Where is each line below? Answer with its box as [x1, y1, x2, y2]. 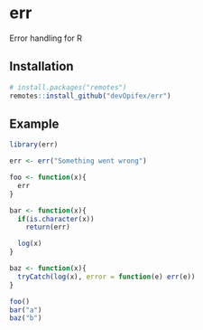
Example [9, 116, 60, 131]
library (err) [9, 140, 59, 149]
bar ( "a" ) [9, 306, 42, 315]
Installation [9, 59, 74, 74]
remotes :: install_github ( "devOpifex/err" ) [9, 91, 171, 100]
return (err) [25, 222, 70, 232]
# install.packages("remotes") [9, 82, 127, 92]
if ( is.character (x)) [17, 214, 95, 223]
